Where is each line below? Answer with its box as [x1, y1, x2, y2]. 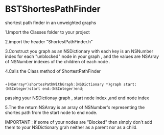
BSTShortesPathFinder [5, 3, 101, 15]
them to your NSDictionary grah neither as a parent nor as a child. [5, 124, 138, 130]
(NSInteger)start [5, 86, 41, 91]
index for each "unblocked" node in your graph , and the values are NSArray [5, 53, 159, 59]
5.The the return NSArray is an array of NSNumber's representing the [5, 104, 145, 110]
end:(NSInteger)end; [42, 86, 84, 91]
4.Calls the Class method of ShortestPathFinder [5, 68, 101, 74]
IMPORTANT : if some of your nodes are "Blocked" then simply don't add [5, 119, 153, 125]
